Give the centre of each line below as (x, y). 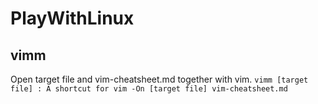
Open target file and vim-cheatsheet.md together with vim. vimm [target (159, 79)
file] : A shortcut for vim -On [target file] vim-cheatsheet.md (149, 89)
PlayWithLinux (72, 18)
